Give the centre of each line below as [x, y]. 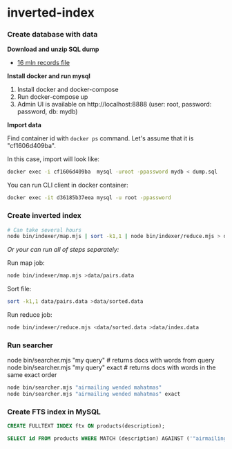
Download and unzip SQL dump [53, 49]
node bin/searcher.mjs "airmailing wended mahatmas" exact [94, 394]
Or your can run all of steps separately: [63, 250]
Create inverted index [44, 216]
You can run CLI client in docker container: [68, 185]
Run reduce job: [30, 315]
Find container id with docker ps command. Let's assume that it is [100, 138]
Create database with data [52, 35]
